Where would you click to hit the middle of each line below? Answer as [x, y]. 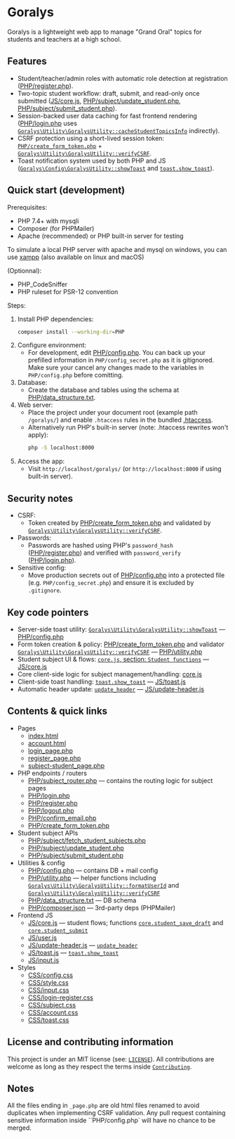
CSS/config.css [51, 975]
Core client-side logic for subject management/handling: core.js [109, 674]
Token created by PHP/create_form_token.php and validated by [119, 523]
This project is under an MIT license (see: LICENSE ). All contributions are [111, 1059]
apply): [38, 435]
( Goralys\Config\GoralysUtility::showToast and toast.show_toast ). [116, 168]
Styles [27, 967]
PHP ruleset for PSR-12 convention [68, 291]
